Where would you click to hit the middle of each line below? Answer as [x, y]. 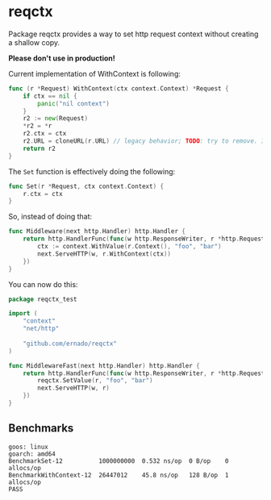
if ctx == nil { [50, 96]
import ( [23, 314]
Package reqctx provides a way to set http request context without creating [133, 34]
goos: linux [28, 447]
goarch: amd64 [32, 454]
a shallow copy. [34, 42]
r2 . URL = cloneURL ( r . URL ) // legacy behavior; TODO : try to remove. [140, 141]
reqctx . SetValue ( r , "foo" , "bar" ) [95, 381]
